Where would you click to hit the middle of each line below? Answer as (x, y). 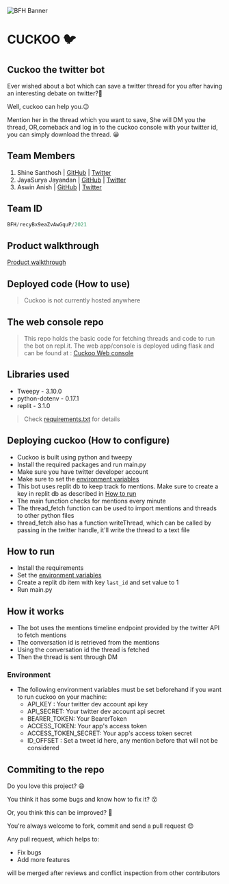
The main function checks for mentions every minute (91, 501)
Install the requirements (50, 568)
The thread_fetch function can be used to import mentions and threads (117, 508)
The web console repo (55, 322)
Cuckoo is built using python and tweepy (75, 457)
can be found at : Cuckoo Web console (79, 353)
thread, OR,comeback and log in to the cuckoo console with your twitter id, (113, 127)
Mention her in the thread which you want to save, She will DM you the (107, 120)
